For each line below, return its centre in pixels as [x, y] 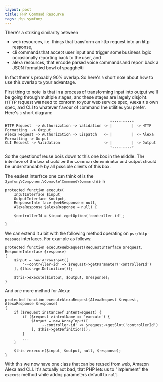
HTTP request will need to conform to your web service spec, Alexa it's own [81, 102]
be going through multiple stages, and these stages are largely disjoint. [76, 97]
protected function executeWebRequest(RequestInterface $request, [74, 248]
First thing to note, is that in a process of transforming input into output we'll [81, 92]
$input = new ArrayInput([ [41, 261]
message [13, 239]
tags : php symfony [24, 19]
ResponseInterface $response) [36, 252]
